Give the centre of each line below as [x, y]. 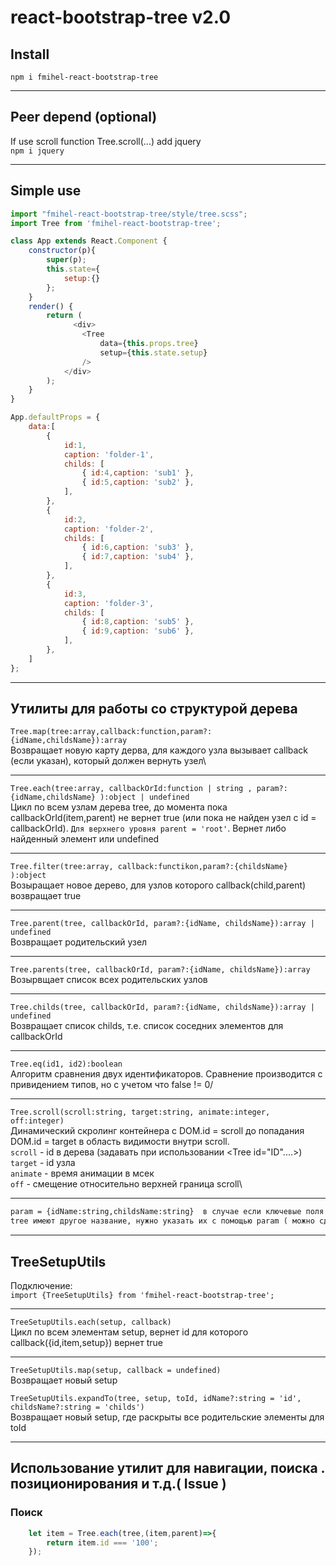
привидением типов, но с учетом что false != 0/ [112, 1085]
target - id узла [43, 1163]
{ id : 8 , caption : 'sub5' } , [138, 622]
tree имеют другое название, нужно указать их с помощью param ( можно [162, 1221]
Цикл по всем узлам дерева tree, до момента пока [119, 807]
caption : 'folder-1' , [109, 454]
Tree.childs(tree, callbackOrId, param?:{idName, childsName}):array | [162, 1007]
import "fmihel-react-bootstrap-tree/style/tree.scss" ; [129, 214]
